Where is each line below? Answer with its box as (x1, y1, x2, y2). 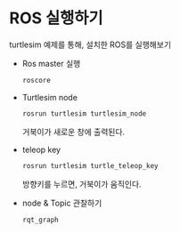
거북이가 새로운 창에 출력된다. (21, 126, 126, 137)
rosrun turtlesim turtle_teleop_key (21, 161, 159, 170)
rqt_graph (21, 215, 60, 224)
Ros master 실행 (21, 58, 81, 68)
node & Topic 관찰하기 (21, 197, 102, 208)
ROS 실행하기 (9, 8, 103, 28)
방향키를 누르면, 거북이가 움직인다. (21, 179, 142, 189)
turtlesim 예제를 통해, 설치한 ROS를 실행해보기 (9, 39, 172, 50)
